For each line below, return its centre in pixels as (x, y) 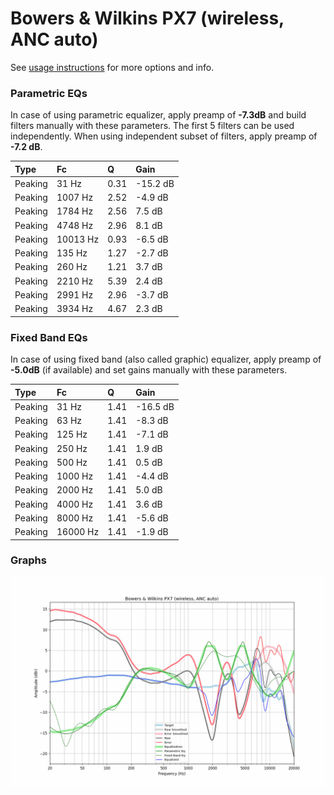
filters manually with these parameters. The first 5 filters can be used (152, 126)
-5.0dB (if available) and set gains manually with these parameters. (149, 370)
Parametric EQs (49, 93)
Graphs (28, 560)
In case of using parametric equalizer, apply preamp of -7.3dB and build (158, 115)
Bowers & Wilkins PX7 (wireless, (147, 18)
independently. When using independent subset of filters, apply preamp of (164, 136)
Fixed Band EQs (49, 337)
